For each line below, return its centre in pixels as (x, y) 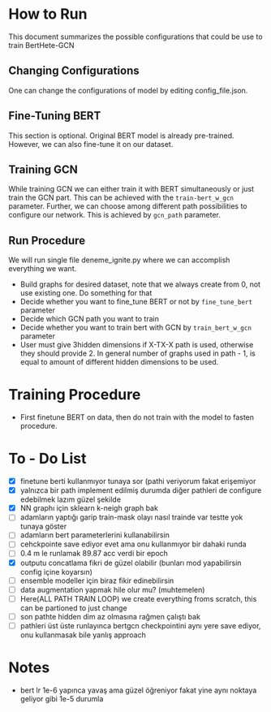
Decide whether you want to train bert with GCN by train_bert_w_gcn (135, 328)
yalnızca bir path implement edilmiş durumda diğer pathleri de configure (141, 490)
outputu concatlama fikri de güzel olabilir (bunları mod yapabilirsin (131, 563)
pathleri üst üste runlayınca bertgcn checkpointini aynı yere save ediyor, (140, 625)
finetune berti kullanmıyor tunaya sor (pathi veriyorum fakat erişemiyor (138, 481)
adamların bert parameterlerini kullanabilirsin (95, 535)
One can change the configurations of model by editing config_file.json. (128, 90)
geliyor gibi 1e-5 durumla (62, 698)
